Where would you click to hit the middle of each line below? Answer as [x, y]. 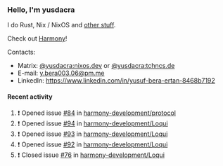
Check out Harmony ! [37, 39]
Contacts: [21, 52]
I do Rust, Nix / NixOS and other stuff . [62, 25]
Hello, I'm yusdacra [41, 10]
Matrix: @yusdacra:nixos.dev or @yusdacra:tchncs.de [96, 66]
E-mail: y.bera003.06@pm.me [61, 73]
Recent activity [30, 97]
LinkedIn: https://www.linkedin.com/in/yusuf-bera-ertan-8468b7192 [116, 81]
